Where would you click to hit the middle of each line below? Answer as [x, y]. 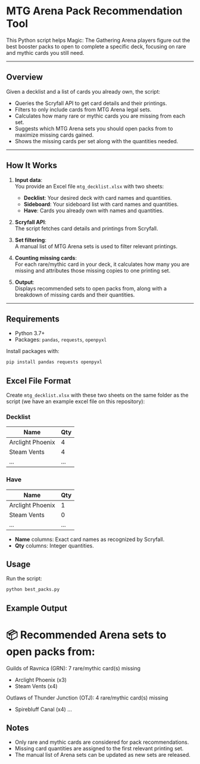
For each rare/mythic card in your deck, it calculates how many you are [102, 264]
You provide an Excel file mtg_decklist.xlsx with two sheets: [89, 186]
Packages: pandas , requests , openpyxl [61, 340]
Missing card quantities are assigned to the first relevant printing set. [99, 748]
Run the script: [24, 579]
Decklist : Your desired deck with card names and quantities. [98, 197]
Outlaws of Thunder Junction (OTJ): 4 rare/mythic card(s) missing [87, 698]
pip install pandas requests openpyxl [54, 362]
